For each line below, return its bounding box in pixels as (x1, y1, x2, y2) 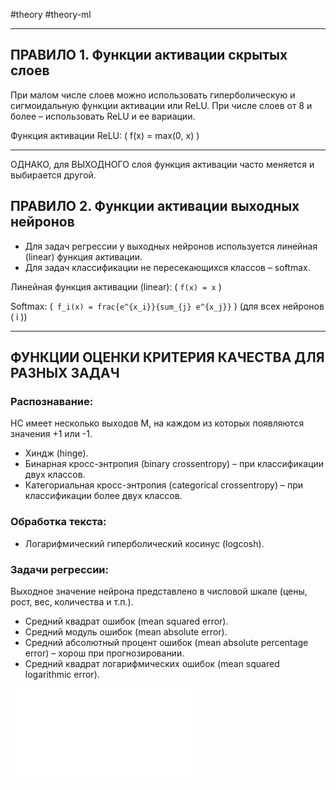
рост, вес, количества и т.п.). (10, 595, 134, 608)
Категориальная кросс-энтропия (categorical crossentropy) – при (24, 479, 303, 491)
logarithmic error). (24, 668, 100, 680)
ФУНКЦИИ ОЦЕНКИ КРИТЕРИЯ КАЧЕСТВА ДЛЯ (10, 349, 325, 366)
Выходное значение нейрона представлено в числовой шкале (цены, (10, 585, 308, 597)
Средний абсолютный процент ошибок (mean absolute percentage (24, 636, 309, 648)
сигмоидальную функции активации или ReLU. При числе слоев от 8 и (10, 99, 313, 111)
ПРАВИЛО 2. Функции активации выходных (10, 198, 300, 215)
